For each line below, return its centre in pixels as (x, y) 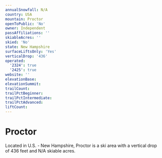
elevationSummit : (23, 84)
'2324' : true (23, 65)
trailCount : (17, 88)
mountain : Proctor (24, 19)
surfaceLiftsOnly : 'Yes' (31, 51)
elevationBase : (21, 79)
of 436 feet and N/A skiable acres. (40, 151)
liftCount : (16, 107)
